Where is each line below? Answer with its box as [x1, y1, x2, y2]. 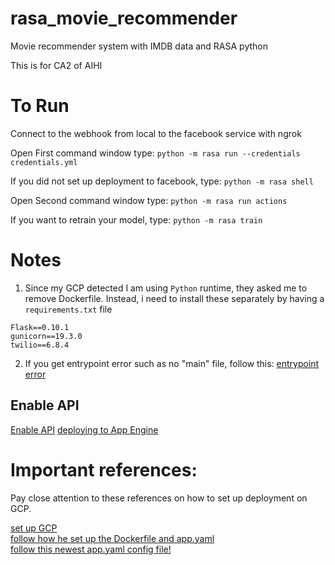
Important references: [10, 458, 198, 481]
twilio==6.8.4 [10, 340, 70, 350]
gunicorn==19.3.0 [10, 331, 83, 341]
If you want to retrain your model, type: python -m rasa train [10, 213, 263, 226]
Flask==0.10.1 [10, 322, 70, 332]
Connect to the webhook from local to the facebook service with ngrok [10, 127, 302, 139]
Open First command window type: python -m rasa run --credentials [10, 147, 301, 159]
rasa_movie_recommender [10, 7, 238, 30]
